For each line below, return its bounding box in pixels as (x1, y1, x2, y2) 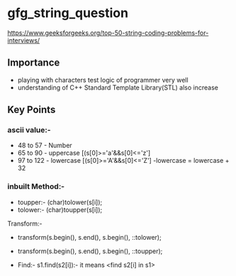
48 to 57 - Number (17, 141, 72, 150)
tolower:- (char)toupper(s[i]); (17, 205, 103, 214)
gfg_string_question (7, 5, 129, 21)
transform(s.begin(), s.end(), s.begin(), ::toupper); (17, 247, 163, 255)
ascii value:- (7, 125, 51, 135)
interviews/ (7, 36, 40, 44)
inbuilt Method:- (7, 181, 65, 191)
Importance (7, 57, 60, 69)
